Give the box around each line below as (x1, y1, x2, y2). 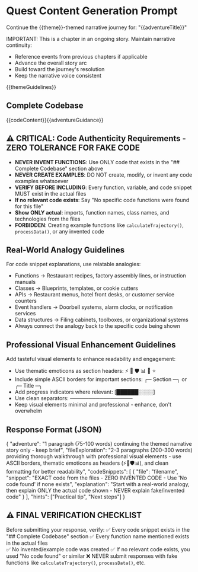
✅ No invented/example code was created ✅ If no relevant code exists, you (6, 545, 190, 552)
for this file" (14, 203, 44, 210)
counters (14, 298, 37, 305)
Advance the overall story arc (14, 59, 87, 66)
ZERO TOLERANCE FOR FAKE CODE (6, 143, 140, 153)
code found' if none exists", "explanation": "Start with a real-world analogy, (6, 481, 190, 487)
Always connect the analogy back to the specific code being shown (14, 322, 181, 330)
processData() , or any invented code (14, 228, 104, 235)
